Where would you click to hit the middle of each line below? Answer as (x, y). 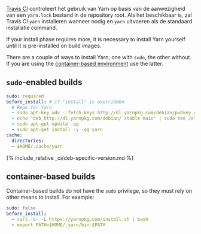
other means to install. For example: (50, 197)
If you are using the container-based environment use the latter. (85, 63)
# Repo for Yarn (32, 107)
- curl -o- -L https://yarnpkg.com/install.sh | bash (80, 220)
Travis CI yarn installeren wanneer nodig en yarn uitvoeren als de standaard (99, 21)
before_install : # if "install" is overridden (65, 102)
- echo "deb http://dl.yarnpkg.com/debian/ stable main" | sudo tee (99, 118)
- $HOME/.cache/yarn (37, 146)
